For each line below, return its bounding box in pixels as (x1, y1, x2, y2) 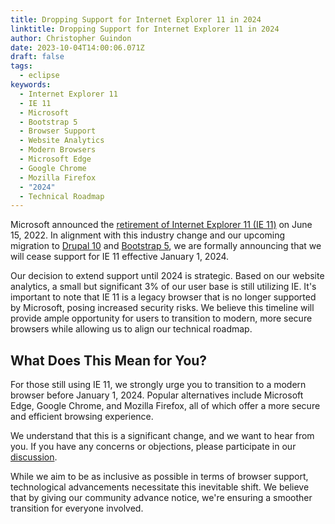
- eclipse (19, 71, 60, 81)
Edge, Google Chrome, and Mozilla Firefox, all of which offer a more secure (10, 400, 321, 412)
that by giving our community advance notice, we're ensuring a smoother (10, 492, 313, 504)
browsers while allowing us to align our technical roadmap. (10, 323, 253, 335)
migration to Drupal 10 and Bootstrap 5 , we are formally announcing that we (10, 240, 322, 252)
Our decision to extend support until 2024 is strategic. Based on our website (10, 270, 325, 282)
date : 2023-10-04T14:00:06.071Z (10, 42, 145, 53)
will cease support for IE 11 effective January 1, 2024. (10, 251, 230, 263)
